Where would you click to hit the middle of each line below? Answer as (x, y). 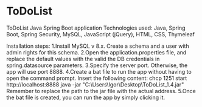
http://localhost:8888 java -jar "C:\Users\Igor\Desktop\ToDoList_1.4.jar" (95, 84)
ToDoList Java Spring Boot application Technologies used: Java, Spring (96, 28)
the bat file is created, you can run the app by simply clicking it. (86, 97)
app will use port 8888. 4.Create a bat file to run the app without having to (99, 71)
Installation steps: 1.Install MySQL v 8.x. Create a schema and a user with (98, 46)
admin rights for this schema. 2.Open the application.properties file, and (96, 52)
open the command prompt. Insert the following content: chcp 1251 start (97, 78)
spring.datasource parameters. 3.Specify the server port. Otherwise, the (97, 65)
